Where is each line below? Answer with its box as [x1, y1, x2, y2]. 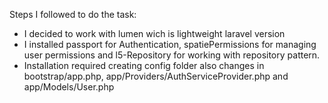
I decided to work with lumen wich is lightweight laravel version [23, 28, 286, 39]
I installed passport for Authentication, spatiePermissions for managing [23, 39, 317, 50]
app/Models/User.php [23, 81, 115, 93]
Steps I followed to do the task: [9, 9, 137, 20]
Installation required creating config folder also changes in [23, 60, 265, 71]
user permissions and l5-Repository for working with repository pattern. [23, 49, 321, 61]
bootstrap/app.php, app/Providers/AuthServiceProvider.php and [23, 70, 289, 82]
